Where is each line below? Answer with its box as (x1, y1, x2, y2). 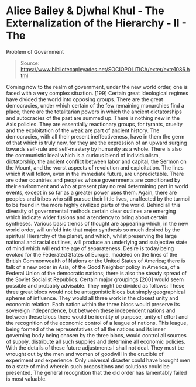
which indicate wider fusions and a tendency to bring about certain (6, 213, 168, 220)
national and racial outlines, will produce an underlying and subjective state (6, 239, 188, 246)
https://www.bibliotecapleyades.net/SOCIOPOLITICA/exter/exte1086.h (20, 65, 190, 72)
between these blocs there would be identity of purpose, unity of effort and (6, 313, 188, 320)
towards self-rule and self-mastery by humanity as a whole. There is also (6, 145, 183, 153)
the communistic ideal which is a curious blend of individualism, (6, 151, 160, 158)
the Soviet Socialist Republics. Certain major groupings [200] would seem (6, 276, 184, 283)
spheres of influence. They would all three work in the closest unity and (6, 294, 178, 302)
